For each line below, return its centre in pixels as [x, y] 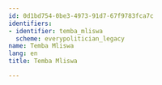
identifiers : [30, 23]
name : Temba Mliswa [41, 46]
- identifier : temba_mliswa [56, 31]
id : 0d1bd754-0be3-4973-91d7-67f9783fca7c [81, 16]
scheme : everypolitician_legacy [70, 38]
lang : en [23, 53]
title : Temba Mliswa [43, 62]
